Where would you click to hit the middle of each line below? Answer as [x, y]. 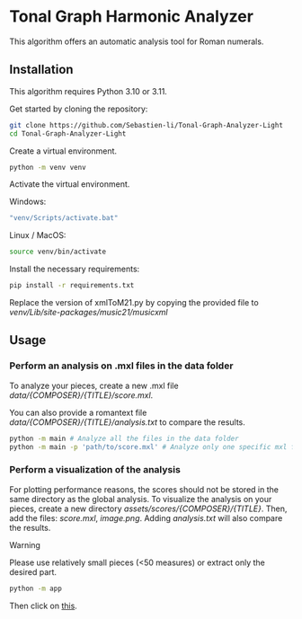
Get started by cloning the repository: [79, 109]
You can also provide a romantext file [78, 412]
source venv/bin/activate [58, 252]
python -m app [36, 588]
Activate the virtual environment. [70, 184]
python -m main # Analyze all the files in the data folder [124, 438]
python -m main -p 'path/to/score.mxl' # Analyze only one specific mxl [148, 447]
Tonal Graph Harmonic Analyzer [132, 17]
